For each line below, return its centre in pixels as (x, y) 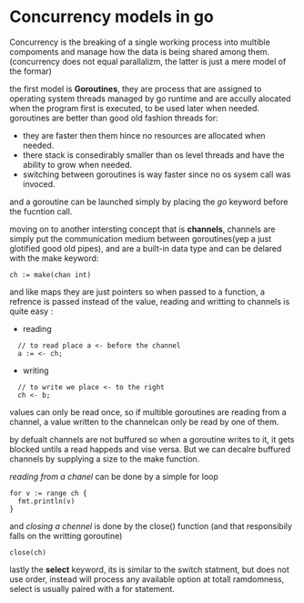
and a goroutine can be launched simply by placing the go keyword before (149, 202)
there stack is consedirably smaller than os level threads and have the (153, 155)
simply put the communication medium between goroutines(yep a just (141, 238)
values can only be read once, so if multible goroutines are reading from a (148, 411)
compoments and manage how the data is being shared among (128, 51)
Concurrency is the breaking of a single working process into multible (140, 42)
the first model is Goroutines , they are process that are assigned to (136, 88)
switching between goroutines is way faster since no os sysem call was (157, 174)
